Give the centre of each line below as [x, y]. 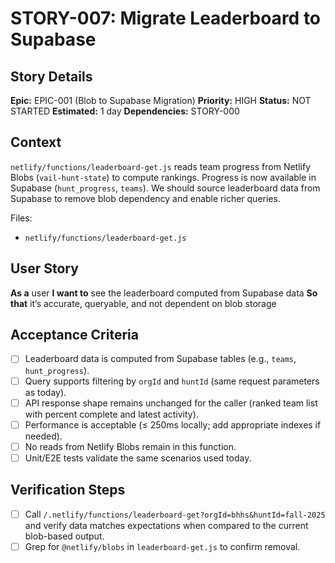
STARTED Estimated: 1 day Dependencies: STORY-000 [125, 111]
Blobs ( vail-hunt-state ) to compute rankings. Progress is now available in [163, 177]
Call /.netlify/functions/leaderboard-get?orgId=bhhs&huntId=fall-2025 [175, 514]
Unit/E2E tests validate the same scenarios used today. [138, 458]
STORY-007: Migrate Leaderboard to [166, 18]
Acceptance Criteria [74, 335]
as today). [45, 392]
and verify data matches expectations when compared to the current [166, 525]
